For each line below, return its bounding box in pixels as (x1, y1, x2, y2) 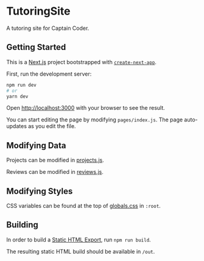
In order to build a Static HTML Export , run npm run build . (6, 236, 151, 243)
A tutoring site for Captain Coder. (6, 24, 90, 32)
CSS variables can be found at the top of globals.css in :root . (6, 202, 161, 209)
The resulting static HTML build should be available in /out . (6, 248, 155, 255)
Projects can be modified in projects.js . (6, 157, 105, 164)
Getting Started (6, 42, 66, 52)
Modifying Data (6, 140, 66, 151)
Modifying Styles (6, 186, 73, 196)
